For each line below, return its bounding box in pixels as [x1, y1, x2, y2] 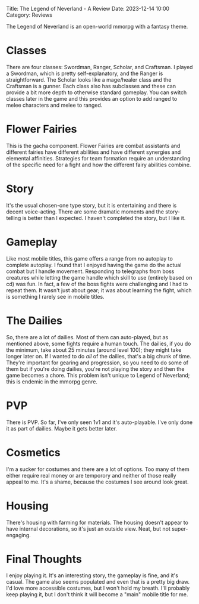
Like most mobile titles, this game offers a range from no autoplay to [6, 255, 173, 262]
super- [171, 525, 188, 532]
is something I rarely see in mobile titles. [6, 293, 105, 300]
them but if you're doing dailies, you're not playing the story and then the [6, 365, 185, 372]
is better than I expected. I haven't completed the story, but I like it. [22, 214, 186, 221]
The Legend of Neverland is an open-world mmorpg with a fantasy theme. [6, 23, 188, 30]
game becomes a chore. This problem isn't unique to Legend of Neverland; [6, 371, 190, 379]
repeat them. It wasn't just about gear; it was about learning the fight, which [6, 286, 192, 294]
